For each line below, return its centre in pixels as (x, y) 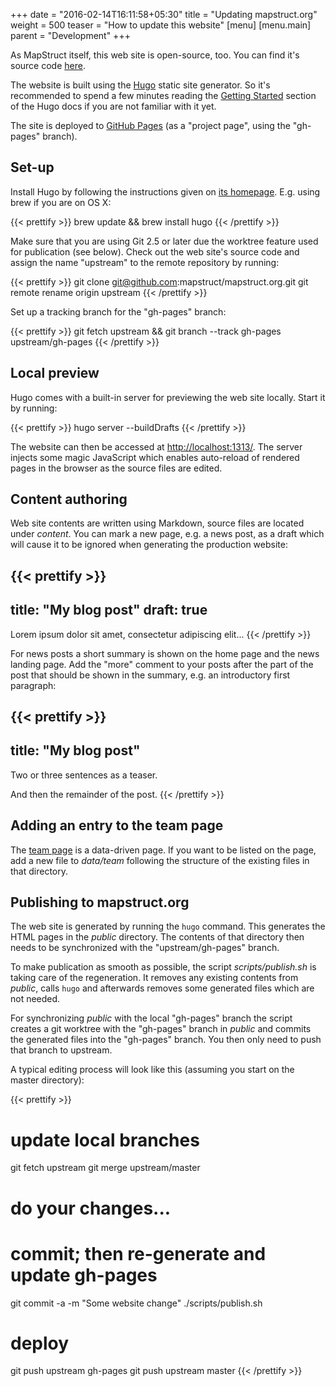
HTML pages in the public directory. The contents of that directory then (157, 937)
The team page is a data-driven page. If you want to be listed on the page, (163, 850)
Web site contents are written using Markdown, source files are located (157, 523)
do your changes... (91, 1208)
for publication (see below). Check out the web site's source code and (155, 251)
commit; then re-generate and (138, 1253)
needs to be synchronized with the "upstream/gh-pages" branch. (145, 948)
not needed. (35, 999)
